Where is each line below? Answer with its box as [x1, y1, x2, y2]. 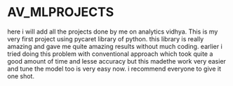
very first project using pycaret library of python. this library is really [7, 34, 204, 43]
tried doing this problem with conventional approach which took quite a [7, 50, 213, 58]
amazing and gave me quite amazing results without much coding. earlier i [7, 42, 222, 50]
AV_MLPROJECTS [7, 4, 114, 20]
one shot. [7, 71, 35, 80]
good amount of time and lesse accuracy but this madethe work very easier [7, 57, 227, 65]
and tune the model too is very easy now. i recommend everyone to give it [7, 64, 221, 73]
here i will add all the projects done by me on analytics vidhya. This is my [7, 27, 218, 36]
